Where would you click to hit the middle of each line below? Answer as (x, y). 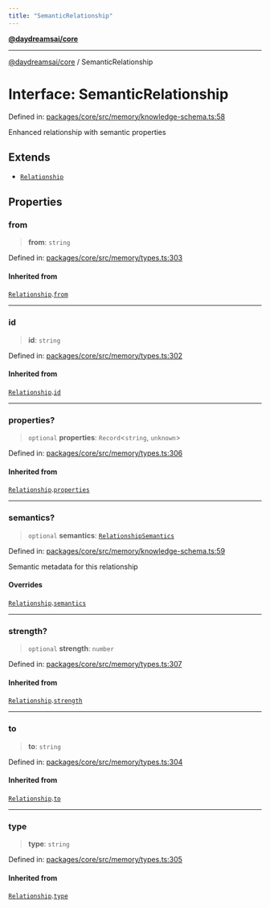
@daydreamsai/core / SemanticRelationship (81, 62)
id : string (44, 340)
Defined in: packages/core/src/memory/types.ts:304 (96, 762)
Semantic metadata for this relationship (73, 566)
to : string (45, 746)
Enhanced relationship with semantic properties (87, 132)
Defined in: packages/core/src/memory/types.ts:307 (95, 665)
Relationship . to (35, 798)
